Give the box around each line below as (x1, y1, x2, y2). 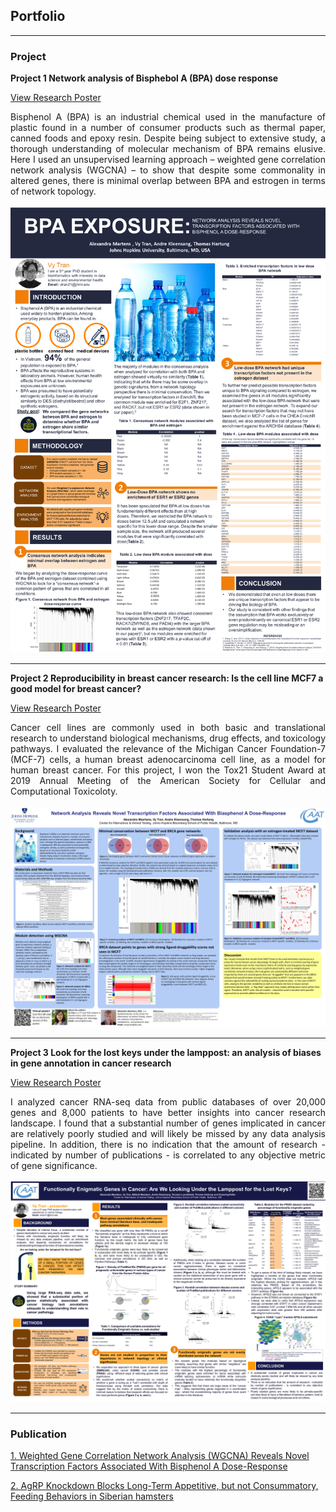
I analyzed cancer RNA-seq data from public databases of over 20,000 (10, 1096, 326, 1108)
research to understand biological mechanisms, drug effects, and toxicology (10, 732, 326, 744)
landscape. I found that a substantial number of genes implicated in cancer (10, 1117, 326, 1129)
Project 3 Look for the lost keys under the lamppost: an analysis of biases (10, 1047, 322, 1059)
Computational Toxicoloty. (10, 785, 118, 797)
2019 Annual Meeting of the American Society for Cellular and (10, 774, 326, 786)
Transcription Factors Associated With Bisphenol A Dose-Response (10, 1460, 288, 1473)
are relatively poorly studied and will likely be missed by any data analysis (10, 1128, 326, 1140)
